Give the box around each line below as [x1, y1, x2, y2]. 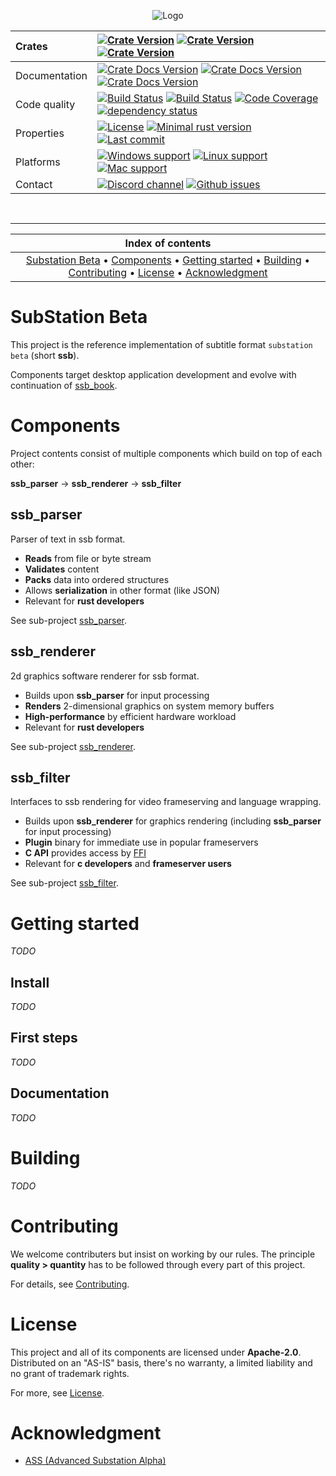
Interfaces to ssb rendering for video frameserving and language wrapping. [10, 796, 322, 808]
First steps [10, 1030, 78, 1047]
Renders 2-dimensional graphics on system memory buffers [24, 700, 275, 712]
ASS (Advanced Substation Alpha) [24, 1455, 167, 1467]
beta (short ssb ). [10, 349, 80, 361]
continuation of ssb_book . [10, 379, 118, 391]
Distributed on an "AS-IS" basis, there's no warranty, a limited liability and [10, 1356, 313, 1369]
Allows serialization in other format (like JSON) [24, 584, 221, 596]
